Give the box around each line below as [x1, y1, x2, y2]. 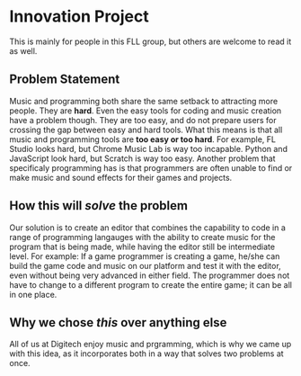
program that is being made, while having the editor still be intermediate [9, 241, 276, 252]
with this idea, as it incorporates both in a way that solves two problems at [9, 348, 285, 359]
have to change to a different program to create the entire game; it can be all [9, 279, 292, 290]
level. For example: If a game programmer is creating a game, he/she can [9, 250, 280, 262]
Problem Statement [9, 72, 120, 87]
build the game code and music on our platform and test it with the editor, [9, 260, 281, 271]
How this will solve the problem [9, 198, 189, 213]
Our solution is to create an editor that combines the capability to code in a [9, 222, 286, 233]
